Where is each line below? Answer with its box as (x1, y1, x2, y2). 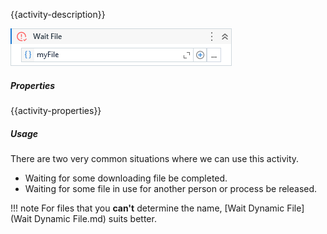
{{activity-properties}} (10, 104, 102, 116)
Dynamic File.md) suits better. (33, 212, 157, 224)
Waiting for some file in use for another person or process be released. (24, 182, 318, 194)
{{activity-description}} (10, 9, 106, 20)
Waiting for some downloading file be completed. (24, 172, 228, 184)
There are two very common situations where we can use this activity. (10, 152, 300, 164)
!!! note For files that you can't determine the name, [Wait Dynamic (10, 202, 285, 214)
